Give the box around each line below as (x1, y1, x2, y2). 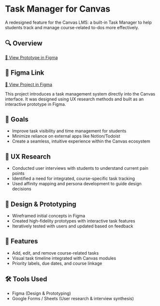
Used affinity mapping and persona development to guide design (12, 181, 142, 187)
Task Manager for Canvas (5, 3, 111, 15)
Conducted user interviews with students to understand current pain (12, 165, 149, 171)
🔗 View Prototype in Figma (5, 54, 58, 60)
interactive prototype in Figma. (5, 101, 66, 107)
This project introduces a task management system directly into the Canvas (5, 91, 156, 97)
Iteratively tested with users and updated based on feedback (12, 223, 133, 229)
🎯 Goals (5, 115, 29, 123)
